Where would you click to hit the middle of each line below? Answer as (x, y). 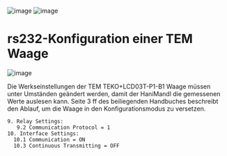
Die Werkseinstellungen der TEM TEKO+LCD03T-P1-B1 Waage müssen (109, 86)
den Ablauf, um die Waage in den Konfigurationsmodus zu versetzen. (107, 109)
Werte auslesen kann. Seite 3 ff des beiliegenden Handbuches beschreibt (113, 101)
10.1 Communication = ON (49, 139)
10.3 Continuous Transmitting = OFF (66, 146)
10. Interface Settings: (43, 133)
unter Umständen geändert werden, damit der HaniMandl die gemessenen (114, 93)
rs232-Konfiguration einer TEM (100, 39)
